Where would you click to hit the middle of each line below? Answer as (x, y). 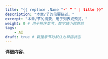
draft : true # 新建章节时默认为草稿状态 (43, 37)
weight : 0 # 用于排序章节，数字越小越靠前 (45, 23)
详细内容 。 (16, 52)
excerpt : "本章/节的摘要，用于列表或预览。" (47, 19)
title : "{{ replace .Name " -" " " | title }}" (54, 10)
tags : (11, 28)
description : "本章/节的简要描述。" (40, 14)
